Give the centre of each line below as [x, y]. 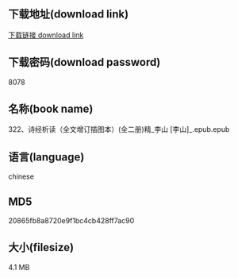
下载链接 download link [46, 35]
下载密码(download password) [84, 62]
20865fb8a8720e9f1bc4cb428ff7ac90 [71, 221]
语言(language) [46, 157]
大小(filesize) [41, 247]
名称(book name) [51, 109]
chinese [21, 176]
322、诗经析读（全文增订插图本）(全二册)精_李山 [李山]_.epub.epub [119, 129]
